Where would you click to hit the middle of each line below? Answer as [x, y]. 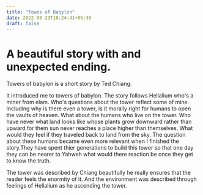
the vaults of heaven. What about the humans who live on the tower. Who [99, 115]
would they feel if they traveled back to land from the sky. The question [96, 135]
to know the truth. [29, 161]
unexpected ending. [59, 67]
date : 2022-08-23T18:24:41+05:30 [49, 18]
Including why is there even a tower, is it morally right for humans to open [99, 109]
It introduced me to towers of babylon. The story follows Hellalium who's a [100, 96]
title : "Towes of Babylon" [41, 12]
